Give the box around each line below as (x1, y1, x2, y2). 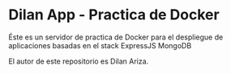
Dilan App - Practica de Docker (8, 6, 220, 24)
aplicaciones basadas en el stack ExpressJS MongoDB (8, 40, 192, 50)
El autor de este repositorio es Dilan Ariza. (8, 56, 149, 66)
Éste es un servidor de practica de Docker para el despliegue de (8, 32, 224, 42)
